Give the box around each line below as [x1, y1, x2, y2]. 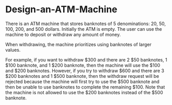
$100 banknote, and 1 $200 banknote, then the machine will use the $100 [5, 62, 161, 68]
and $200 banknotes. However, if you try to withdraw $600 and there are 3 [5, 68, 164, 74]
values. [5, 47, 21, 53]
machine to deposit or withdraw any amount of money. [5, 31, 121, 37]
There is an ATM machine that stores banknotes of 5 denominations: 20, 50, [5, 20, 166, 27]
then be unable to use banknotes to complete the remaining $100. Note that [5, 83, 165, 90]
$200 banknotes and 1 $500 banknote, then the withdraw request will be [5, 73, 159, 79]
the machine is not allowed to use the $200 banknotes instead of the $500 [5, 89, 163, 95]
